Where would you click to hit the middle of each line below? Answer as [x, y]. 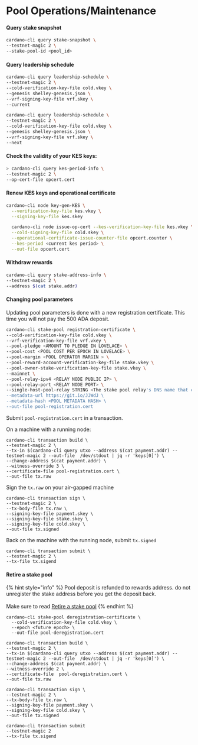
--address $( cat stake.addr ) [42, 286]
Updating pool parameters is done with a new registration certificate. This [95, 312]
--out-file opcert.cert [40, 249]
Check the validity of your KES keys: [52, 156]
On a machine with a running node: [49, 429]
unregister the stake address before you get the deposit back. [81, 594]
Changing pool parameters [40, 299]
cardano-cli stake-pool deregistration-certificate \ [74, 617]
